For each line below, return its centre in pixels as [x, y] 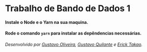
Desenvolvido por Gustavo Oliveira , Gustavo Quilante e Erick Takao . [74, 44]
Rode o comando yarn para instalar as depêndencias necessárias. [73, 33]
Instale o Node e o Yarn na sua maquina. [47, 22]
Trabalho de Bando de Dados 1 [68, 9]
